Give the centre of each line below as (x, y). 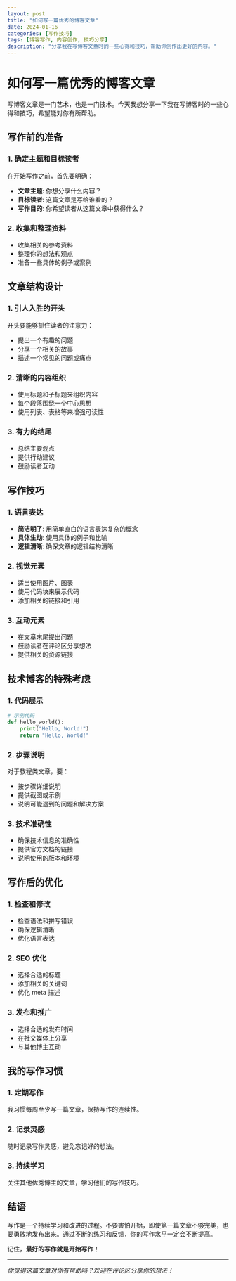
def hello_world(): (36, 722)
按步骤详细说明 (39, 786)
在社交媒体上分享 (42, 1038)
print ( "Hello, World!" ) (55, 728)
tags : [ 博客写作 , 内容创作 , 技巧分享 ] (58, 40)
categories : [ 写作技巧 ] (40, 33)
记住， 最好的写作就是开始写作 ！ (53, 1249)
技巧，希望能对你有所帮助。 (59, 112)
